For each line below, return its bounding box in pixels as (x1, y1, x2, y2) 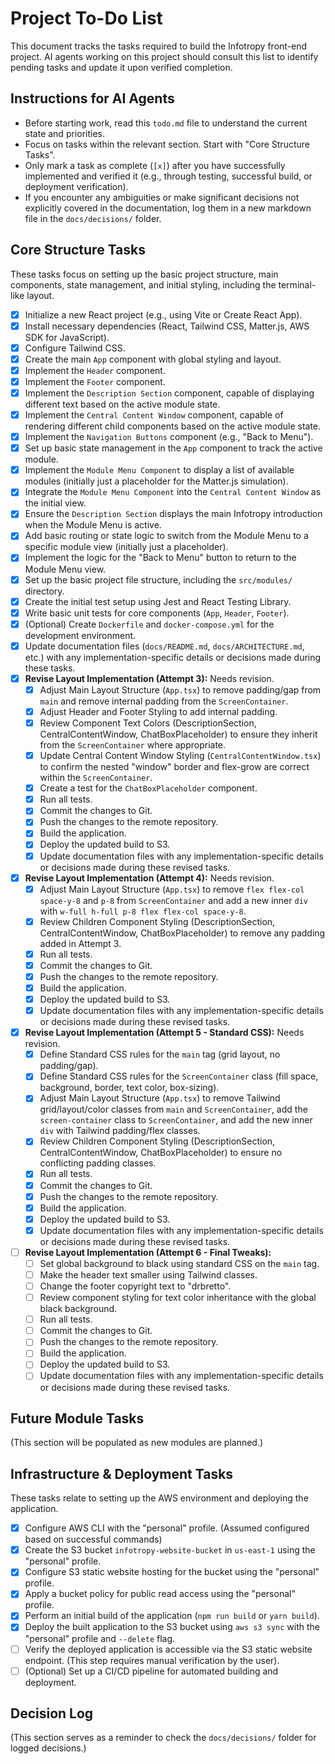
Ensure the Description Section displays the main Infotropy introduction (24, 508, 323, 520)
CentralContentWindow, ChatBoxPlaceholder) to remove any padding (39, 927, 326, 939)
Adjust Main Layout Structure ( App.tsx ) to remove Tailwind (39, 1092, 281, 1104)
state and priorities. (24, 127, 105, 139)
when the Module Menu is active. (24, 519, 162, 531)
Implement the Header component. (24, 364, 166, 376)
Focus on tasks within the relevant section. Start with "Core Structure (24, 138, 310, 150)
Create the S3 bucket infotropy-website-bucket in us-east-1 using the (24, 1544, 316, 1556)
